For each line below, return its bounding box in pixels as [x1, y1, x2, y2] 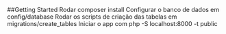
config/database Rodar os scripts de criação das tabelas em [7, 13, 177, 21]
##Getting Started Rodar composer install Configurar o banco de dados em [7, 6, 220, 13]
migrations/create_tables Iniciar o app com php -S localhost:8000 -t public [7, 20, 218, 27]
